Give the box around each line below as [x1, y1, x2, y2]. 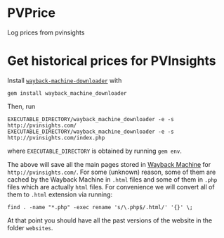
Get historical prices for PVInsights [7, 53, 216, 69]
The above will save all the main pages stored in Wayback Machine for [7, 160, 211, 168]
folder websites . [7, 223, 53, 232]
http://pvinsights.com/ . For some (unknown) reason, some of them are [7, 168, 216, 176]
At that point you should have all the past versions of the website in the [7, 216, 213, 225]
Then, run [7, 102, 36, 111]
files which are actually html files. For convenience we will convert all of [7, 182, 216, 191]
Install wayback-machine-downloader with [7, 76, 122, 84]
